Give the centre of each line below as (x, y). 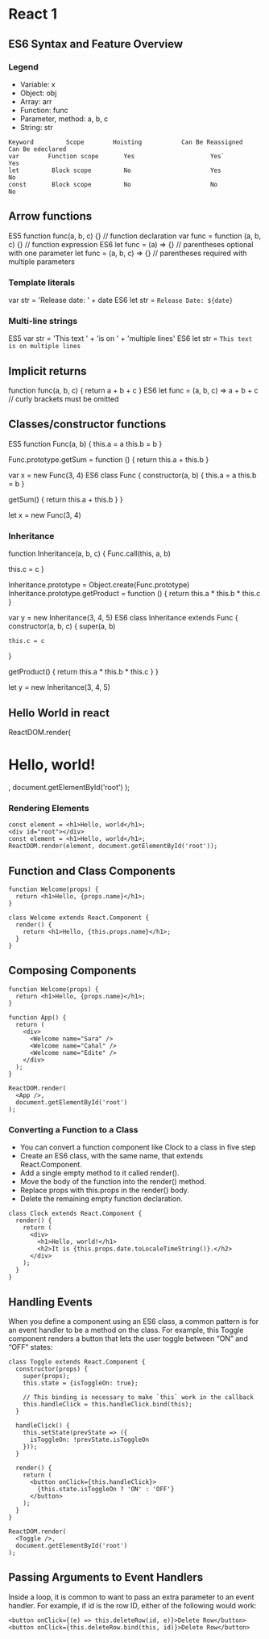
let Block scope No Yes (115, 170)
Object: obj (38, 93)
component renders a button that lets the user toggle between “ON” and (128, 1339)
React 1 (33, 14)
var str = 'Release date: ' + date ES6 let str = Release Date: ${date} (121, 300)
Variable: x (38, 84)
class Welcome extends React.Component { (79, 918)
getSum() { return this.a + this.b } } (66, 499)
